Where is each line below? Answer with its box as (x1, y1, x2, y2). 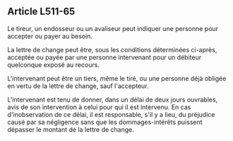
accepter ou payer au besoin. (7, 32, 93, 40)
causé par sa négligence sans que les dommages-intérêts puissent (7, 118, 203, 126)
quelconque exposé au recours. (7, 60, 100, 69)
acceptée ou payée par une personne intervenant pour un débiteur (7, 53, 202, 61)
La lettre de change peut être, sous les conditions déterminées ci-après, (7, 45, 217, 54)
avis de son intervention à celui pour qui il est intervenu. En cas (7, 102, 191, 111)
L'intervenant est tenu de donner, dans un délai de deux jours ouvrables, (7, 95, 218, 104)
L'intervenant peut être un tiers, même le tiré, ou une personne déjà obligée (7, 74, 227, 82)
